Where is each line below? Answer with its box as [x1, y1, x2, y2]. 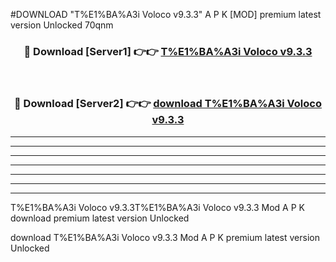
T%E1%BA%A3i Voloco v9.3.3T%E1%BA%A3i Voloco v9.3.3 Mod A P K [10, 201, 305, 213]
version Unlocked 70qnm [10, 19, 114, 31]
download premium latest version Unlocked [10, 212, 190, 224]
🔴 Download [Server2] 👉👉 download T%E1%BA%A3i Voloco [13, 97, 322, 111]
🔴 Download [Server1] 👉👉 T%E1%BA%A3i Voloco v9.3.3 [23, 44, 313, 58]
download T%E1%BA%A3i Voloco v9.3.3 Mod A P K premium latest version [10, 231, 320, 243]
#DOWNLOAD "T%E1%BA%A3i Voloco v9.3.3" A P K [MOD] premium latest [10, 9, 322, 20]
